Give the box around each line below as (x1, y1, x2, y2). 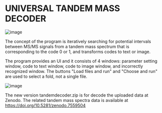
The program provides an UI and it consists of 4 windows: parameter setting (5, 58, 158, 64)
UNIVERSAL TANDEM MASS (5, 3, 120, 14)
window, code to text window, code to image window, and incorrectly (5, 63, 143, 69)
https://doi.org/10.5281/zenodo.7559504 (5, 102, 86, 108)
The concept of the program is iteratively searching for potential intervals (5, 38, 151, 44)
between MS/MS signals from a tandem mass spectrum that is (5, 43, 130, 49)
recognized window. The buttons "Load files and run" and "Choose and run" (5, 68, 158, 74)
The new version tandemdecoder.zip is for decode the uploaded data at (5, 92, 149, 98)
